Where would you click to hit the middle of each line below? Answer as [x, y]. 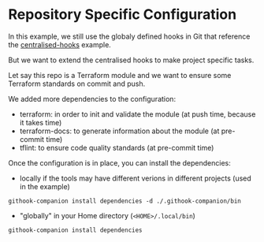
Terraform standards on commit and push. [77, 84]
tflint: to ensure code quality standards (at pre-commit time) [117, 147]
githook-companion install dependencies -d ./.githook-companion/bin [125, 201]
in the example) [45, 186]
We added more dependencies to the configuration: [92, 99]
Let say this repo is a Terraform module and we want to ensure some [120, 75]
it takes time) [41, 122]
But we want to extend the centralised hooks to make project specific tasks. [131, 60]
